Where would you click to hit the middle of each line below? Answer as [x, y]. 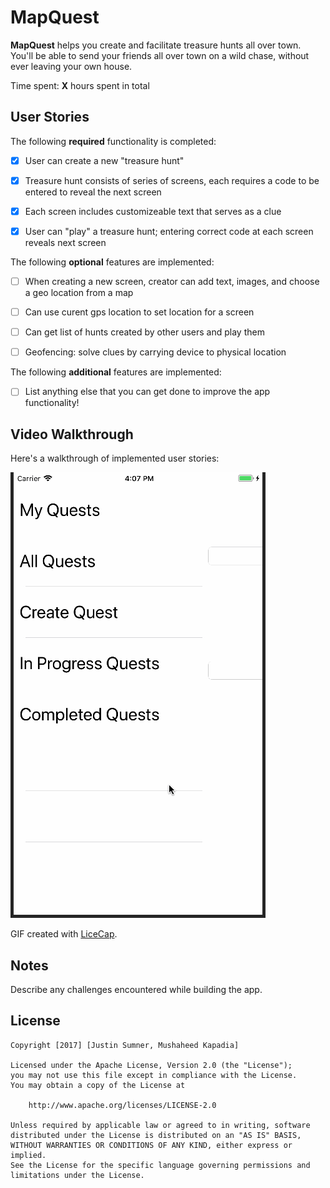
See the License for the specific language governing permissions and [160, 1165]
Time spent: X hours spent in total [80, 85]
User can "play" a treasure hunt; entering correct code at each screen [169, 231]
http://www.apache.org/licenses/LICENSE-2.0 [122, 1105]
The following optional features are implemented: [112, 262]
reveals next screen [65, 242]
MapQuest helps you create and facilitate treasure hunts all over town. [156, 45]
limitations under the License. [77, 1175]
